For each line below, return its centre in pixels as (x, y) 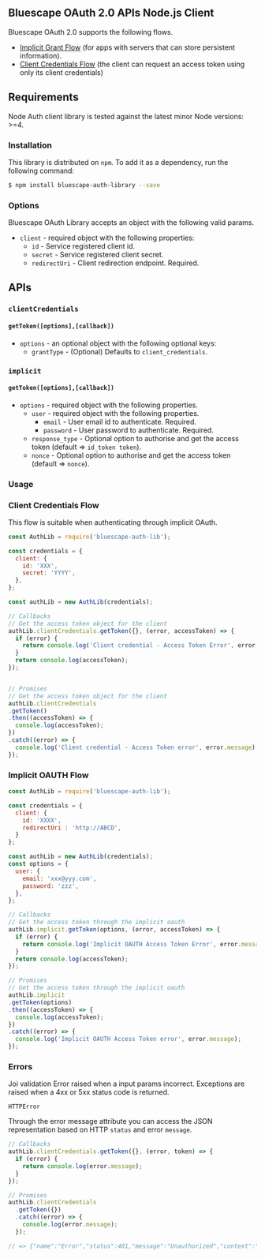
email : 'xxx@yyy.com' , (60, 878)
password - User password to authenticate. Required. (129, 430)
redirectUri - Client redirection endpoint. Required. (115, 263)
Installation (30, 145)
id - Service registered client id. (83, 246)
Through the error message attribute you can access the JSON (110, 1121)
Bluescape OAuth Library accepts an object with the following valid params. (131, 223)
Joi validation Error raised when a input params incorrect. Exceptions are (127, 1084)
